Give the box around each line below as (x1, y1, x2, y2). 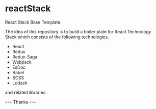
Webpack (12, 59, 32, 65)
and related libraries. (5, 89, 47, 95)
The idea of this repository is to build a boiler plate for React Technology (5, 28, 151, 34)
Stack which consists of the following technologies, (5, 34, 109, 40)
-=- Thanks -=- (5, 99, 36, 105)
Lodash (12, 80, 28, 86)
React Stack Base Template (5, 19, 60, 25)
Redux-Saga (12, 54, 38, 59)
